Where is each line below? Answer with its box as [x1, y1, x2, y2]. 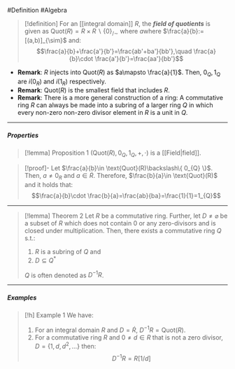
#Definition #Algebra [7, 6, 68, 14]
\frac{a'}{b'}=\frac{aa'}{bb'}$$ [94, 54, 184, 62]
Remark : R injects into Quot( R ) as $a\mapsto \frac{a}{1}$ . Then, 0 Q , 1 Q [17, 68, 221, 78]
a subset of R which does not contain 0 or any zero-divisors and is [24, 218, 216, 227]
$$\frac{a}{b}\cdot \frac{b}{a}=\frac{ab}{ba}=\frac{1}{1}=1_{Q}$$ [31, 191, 222, 200]
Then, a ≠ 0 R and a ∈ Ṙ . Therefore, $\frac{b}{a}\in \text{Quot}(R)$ [24, 172, 218, 181]
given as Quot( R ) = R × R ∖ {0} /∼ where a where [24, 27, 162, 37]
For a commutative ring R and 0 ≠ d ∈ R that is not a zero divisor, [34, 333, 224, 342]
